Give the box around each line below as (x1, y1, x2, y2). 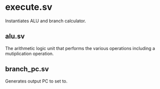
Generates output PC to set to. (5, 78, 68, 84)
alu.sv (5, 32, 25, 41)
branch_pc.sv (5, 65, 49, 73)
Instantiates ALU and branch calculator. (5, 18, 86, 24)
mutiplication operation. (5, 50, 54, 56)
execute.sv (5, 1, 52, 13)
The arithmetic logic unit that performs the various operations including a (5, 45, 156, 51)
